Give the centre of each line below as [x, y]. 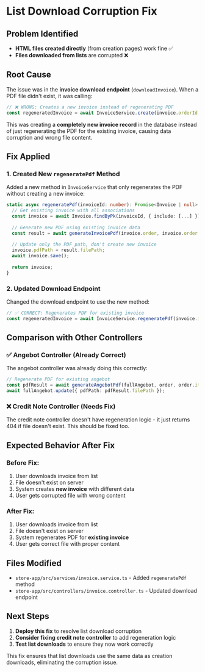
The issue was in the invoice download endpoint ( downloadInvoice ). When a [103, 89]
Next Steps [28, 616]
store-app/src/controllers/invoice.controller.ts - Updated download [106, 591]
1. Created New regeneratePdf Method [63, 174]
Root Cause [29, 75]
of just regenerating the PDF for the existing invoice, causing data [89, 131]
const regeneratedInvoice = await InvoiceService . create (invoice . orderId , [103, 113]
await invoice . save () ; [41, 256]
